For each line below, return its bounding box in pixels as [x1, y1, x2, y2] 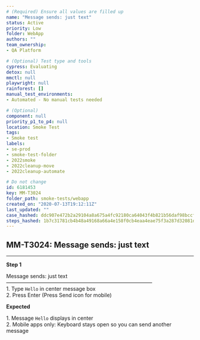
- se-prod [6, 146, 31, 152]
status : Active [6, 20, 44, 26]
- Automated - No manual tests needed [6, 97, 102, 103]
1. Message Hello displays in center [6, 314, 93, 322]
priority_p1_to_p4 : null [6, 118, 68, 125]
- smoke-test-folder [6, 152, 58, 158]
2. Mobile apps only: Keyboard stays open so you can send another [6, 321, 172, 328]
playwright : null [6, 80, 49, 86]
